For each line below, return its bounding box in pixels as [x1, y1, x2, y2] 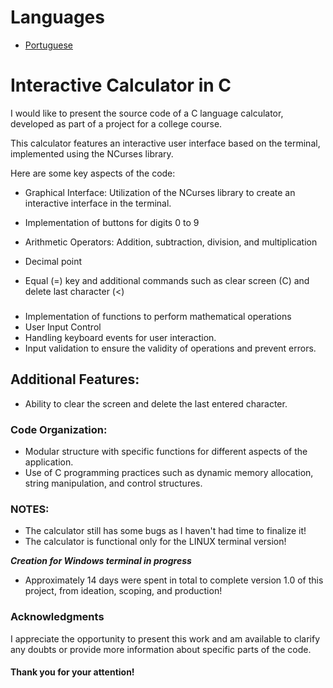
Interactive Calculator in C [10, 74, 232, 97]
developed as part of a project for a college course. [10, 117, 223, 130]
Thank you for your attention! [10, 666, 135, 678]
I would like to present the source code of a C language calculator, [10, 107, 284, 119]
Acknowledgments [10, 610, 105, 624]
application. [24, 456, 74, 468]
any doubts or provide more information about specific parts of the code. [10, 643, 312, 655]
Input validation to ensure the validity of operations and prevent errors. [24, 342, 317, 354]
